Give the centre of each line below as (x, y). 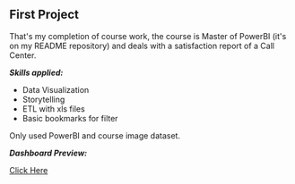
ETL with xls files (53, 109)
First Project (44, 15)
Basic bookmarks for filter (70, 118)
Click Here (29, 170)
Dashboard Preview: (48, 153)
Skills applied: (36, 72)
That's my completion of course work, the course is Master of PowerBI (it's (148, 36)
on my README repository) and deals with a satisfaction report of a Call (142, 46)
